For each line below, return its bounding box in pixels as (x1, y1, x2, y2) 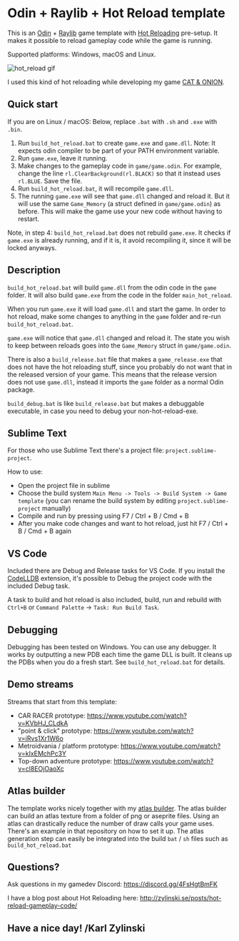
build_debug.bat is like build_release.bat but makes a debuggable (7, 399, 205, 407)
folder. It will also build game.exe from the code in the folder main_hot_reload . (7, 290, 233, 299)
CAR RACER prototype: (17, 711, 86, 720)
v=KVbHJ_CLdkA (17, 718, 68, 727)
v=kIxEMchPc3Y (17, 749, 66, 758)
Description (7, 264, 61, 276)
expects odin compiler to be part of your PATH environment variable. (17, 146, 220, 155)
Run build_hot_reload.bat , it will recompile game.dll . (17, 184, 174, 193)
